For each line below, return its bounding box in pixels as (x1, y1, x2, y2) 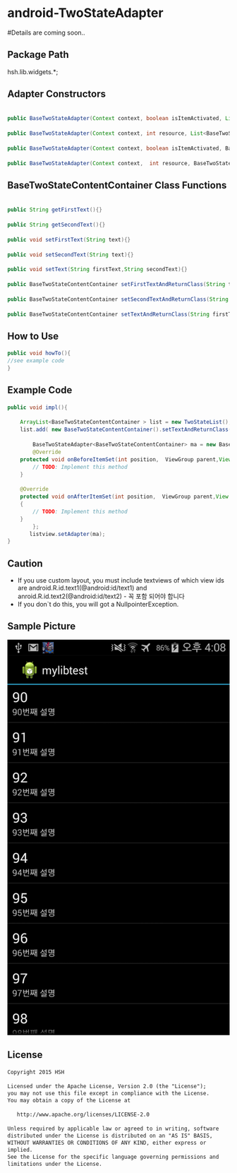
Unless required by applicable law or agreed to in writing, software (7, 1125, 219, 1132)
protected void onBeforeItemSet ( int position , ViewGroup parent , (20, 455, 219, 463)
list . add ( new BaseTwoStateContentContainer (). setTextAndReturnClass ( (20, 426, 232, 434)
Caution (7, 557, 44, 569)
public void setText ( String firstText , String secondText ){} (7, 266, 188, 273)
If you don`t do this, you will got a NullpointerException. (17, 600, 179, 609)
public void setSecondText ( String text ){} (7, 251, 134, 258)
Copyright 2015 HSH (7, 1068, 65, 1076)
